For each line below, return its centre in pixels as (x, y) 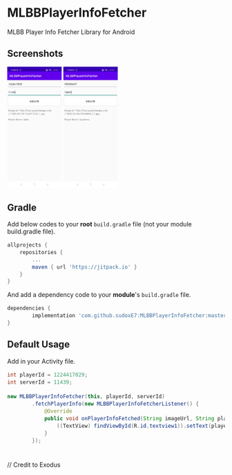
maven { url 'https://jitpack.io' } (85, 267)
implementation (54, 316)
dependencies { (29, 308)
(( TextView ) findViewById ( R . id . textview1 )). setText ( (134, 426)
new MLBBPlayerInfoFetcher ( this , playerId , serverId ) (86, 397)
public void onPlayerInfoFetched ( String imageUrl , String (129, 418)
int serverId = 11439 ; (40, 382)
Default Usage (39, 344)
